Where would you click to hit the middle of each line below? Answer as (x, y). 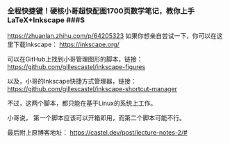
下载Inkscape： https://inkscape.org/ (66, 45)
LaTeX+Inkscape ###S (46, 20)
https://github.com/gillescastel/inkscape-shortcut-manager (92, 89)
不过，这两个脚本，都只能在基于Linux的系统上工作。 (82, 103)
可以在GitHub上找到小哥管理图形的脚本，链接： (75, 59)
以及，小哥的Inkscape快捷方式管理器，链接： (72, 82)
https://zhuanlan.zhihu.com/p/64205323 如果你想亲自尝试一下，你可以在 (112, 36)
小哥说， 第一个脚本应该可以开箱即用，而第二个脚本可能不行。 (96, 118)
